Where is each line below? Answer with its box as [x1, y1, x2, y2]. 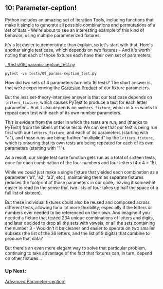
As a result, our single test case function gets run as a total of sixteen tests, [5, 154, 157, 160]
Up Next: [5, 268, 27, 274]
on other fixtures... [5, 255, 42, 261]
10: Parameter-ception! [5, 4, 77, 12]
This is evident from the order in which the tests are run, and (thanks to [5, 119, 147, 125]
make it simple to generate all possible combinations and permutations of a [5, 22, 156, 28]
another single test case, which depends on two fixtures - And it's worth [5, 47, 150, 53]
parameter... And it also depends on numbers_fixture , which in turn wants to [5, 104, 157, 110]
